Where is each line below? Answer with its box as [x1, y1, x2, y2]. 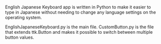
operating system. [5, 15, 42, 20]
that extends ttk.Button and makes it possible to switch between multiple [5, 29, 153, 35]
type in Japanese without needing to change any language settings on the [5, 9, 157, 15]
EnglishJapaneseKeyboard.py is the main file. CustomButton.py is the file [5, 24, 154, 30]
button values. [5, 34, 35, 40]
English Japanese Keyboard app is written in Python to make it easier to [5, 4, 152, 10]
